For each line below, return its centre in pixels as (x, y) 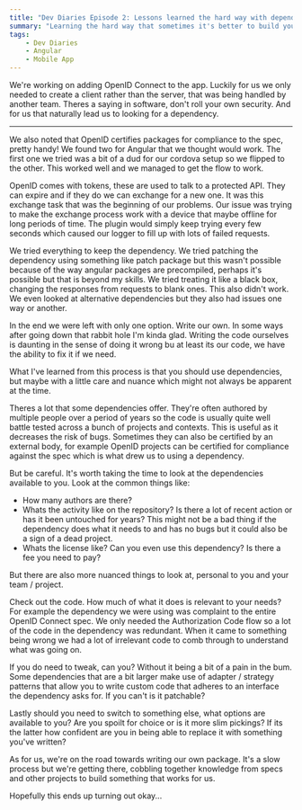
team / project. (36, 584)
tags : (19, 34)
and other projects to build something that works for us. (112, 778)
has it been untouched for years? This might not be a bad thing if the (149, 519)
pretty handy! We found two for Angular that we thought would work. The (145, 149)
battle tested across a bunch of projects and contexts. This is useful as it (144, 427)
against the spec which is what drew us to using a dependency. (127, 456)
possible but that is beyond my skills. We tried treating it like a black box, (144, 279)
